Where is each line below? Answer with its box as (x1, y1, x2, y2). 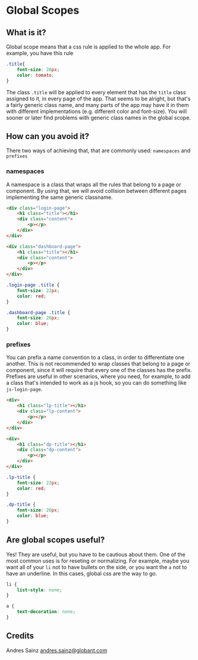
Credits (6, 631, 34, 641)
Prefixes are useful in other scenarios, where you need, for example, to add (6, 373, 191, 380)
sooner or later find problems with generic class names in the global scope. (6, 114, 191, 121)
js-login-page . (6, 386, 43, 393)
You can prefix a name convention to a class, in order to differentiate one (6, 354, 185, 361)
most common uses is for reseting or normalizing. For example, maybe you (6, 557, 190, 564)
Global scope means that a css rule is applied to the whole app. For (6, 43, 171, 50)
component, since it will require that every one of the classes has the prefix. (6, 367, 192, 374)
